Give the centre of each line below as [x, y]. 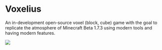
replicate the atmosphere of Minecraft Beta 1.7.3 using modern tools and [79, 27]
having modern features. [30, 33]
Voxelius [23, 9]
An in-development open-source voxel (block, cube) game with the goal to [81, 23]
